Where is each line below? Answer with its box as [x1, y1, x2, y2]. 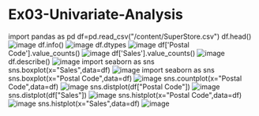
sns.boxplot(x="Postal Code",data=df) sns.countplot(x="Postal [8, 73, 242, 83]
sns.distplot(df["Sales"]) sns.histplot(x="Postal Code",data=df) [8, 90, 242, 99]
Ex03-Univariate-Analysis [8, 6, 184, 24]
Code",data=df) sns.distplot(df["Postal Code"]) [8, 81, 191, 92]
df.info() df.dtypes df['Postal [38, 39, 190, 49]
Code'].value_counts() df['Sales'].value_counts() [8, 48, 196, 58]
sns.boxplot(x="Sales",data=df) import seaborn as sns [8, 65, 215, 74]
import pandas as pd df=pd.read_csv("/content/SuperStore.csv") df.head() [8, 32, 252, 41]
